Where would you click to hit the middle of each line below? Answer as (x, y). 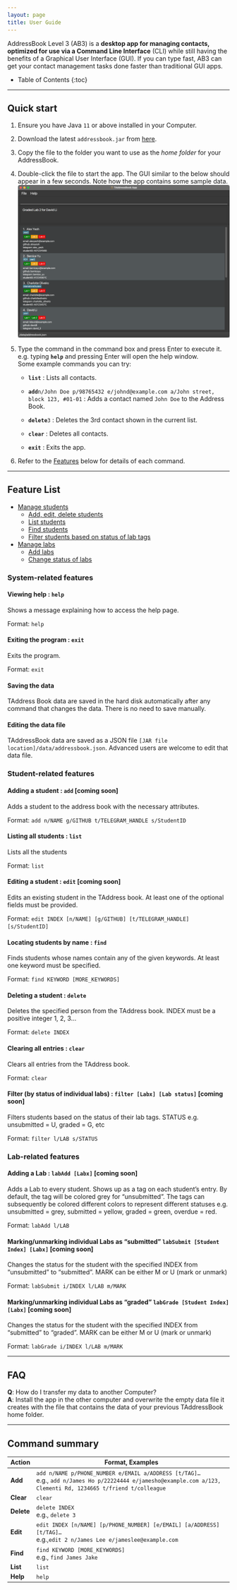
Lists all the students (37, 851)
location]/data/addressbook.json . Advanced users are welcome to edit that (118, 748)
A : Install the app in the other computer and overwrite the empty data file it (116, 1400)
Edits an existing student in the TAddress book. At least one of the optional (116, 897)
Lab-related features (43, 1156)
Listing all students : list (45, 836)
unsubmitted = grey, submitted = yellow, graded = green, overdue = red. (112, 1212)
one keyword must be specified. (54, 966)
